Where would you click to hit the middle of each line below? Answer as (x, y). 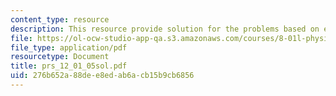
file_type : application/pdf (69, 47)
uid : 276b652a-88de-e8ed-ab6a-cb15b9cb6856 (102, 76)
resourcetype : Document (60, 57)
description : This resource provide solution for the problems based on (165, 29)
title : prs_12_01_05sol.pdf (69, 66)
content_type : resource (60, 19)
